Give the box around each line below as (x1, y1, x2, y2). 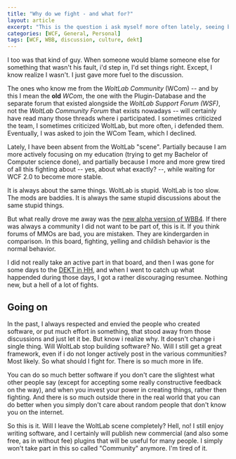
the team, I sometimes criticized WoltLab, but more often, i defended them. (7, 122, 224, 130)
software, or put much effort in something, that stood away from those (7, 327, 211, 335)
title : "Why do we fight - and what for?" (7, 10, 133, 18)
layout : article (7, 17, 55, 24)
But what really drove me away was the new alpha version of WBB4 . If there (7, 215, 227, 224)
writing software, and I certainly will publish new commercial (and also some (7, 429, 228, 437)
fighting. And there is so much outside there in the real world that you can (7, 393, 221, 401)
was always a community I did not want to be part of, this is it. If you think (7, 222, 220, 231)
